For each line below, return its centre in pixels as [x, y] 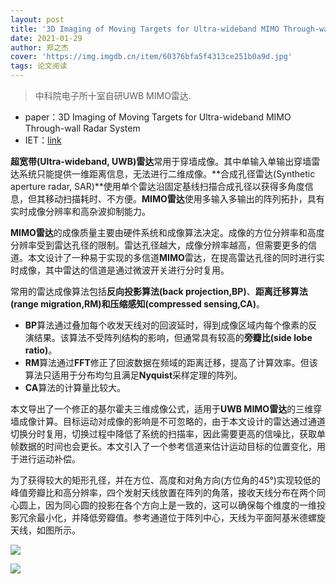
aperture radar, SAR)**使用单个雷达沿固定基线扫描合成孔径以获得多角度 [157, 186]
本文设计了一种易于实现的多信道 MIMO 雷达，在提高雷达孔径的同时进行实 [176, 257]
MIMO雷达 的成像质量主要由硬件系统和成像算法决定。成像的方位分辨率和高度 [167, 232]
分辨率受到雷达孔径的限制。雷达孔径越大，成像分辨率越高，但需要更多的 [159, 245]
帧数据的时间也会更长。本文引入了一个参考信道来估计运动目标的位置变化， [163, 446]
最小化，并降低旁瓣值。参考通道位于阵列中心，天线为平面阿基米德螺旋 [181, 517]
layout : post [37, 19]
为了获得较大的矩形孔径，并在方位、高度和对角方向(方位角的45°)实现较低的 [165, 480]
